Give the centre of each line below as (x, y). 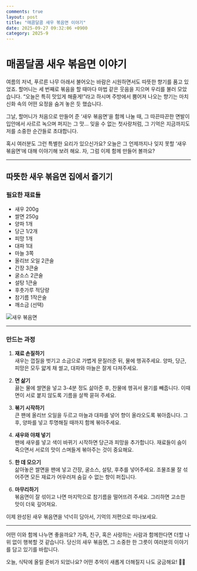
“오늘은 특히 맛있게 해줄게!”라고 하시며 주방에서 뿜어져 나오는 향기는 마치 (106, 97)
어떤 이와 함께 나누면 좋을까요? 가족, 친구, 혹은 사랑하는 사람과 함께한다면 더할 (95, 535)
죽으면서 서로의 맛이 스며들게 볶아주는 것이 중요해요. (74, 450)
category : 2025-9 (27, 34)
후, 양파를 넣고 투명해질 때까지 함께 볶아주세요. (68, 423)
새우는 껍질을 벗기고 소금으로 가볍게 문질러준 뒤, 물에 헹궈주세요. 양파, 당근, (100, 361)
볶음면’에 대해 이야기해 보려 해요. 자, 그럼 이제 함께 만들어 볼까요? (81, 151)
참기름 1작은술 (30, 297)
